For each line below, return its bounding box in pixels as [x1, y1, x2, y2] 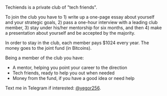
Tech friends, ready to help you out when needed [12, 70, 115, 76]
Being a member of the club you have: [5, 55, 84, 61]
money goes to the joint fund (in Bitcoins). [5, 45, 92, 51]
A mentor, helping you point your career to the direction [12, 65, 127, 70]
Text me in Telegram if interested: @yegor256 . [5, 85, 101, 91]
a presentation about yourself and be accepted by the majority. [5, 30, 135, 36]
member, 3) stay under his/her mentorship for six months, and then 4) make [5, 25, 162, 31]
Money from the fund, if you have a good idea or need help [12, 75, 135, 81]
